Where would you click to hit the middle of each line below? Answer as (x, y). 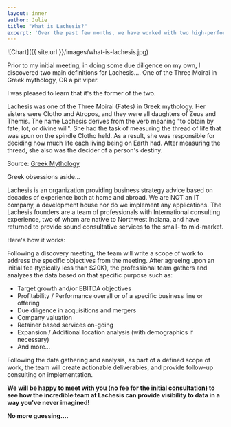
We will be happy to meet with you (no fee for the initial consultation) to (111, 388)
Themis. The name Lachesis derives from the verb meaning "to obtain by (111, 122)
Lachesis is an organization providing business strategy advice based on (110, 190)
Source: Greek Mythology (44, 164)
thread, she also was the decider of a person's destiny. (85, 150)
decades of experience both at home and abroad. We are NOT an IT (103, 198)
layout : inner (27, 13)
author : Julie (27, 20)
